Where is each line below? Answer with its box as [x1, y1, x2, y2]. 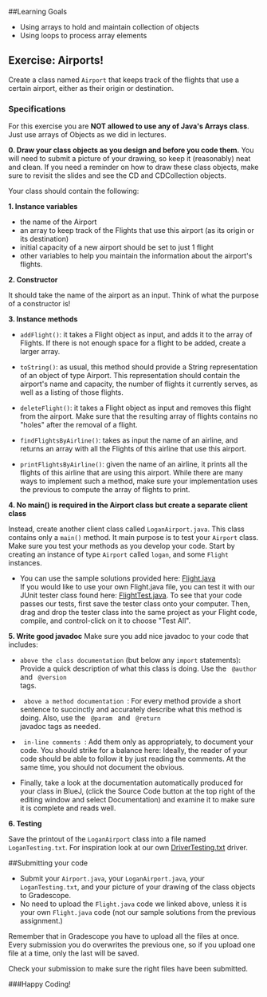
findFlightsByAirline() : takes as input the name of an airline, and [19, 435, 238, 445]
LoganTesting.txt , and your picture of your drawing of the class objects [19, 882, 256, 892]
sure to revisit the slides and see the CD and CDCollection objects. [8, 171, 227, 180]
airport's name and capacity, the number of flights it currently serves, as [19, 379, 258, 389]
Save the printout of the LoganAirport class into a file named [8, 834, 206, 844]
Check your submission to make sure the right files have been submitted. [8, 964, 249, 974]
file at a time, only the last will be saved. [8, 948, 139, 958]
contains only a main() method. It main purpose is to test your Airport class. [8, 533, 259, 542]
